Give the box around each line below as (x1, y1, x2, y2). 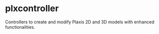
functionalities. (5, 24, 36, 30)
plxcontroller (5, 3, 59, 14)
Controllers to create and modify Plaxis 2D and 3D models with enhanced (5, 19, 155, 25)
